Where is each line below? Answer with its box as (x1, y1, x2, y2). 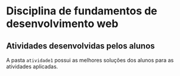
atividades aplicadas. (6, 63, 58, 70)
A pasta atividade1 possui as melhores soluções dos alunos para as (6, 57, 174, 63)
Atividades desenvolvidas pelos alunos (6, 41, 155, 51)
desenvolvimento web (6, 17, 119, 31)
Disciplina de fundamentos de (6, 4, 158, 18)
